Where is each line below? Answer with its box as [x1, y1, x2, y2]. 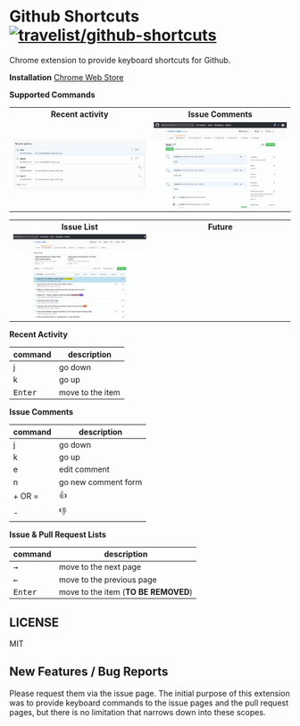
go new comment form [59, 476, 143, 487]
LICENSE [9, 615, 60, 630]
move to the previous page [59, 573, 158, 585]
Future [207, 221, 233, 233]
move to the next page [59, 562, 142, 573]
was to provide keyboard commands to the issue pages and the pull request [9, 697, 289, 708]
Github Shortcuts [9, 6, 140, 27]
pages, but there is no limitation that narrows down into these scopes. [9, 706, 266, 717]
